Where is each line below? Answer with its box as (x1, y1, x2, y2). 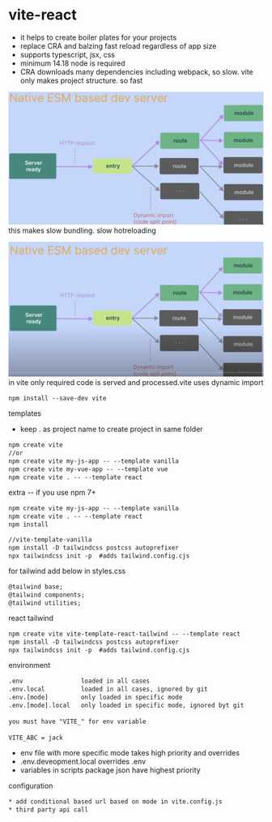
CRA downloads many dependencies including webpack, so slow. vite (19, 66, 253, 76)
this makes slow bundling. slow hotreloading (8, 225, 156, 235)
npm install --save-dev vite (8, 394, 107, 402)
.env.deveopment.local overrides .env (19, 756, 147, 766)
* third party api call (8, 805, 89, 814)
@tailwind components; (8, 590, 85, 599)
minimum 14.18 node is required (19, 58, 125, 68)
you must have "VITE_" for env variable (8, 717, 147, 726)
